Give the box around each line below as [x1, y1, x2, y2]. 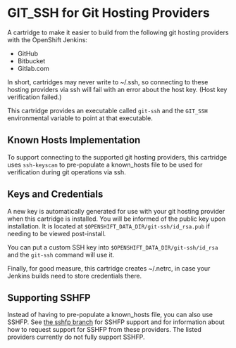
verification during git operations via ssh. [7, 167, 127, 176]
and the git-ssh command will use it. [7, 250, 115, 259]
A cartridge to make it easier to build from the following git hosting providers [7, 28, 229, 37]
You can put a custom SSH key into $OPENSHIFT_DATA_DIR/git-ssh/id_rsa [7, 243, 218, 251]
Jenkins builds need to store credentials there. [7, 271, 142, 280]
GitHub [17, 49, 39, 58]
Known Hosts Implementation [7, 134, 141, 146]
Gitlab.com [17, 64, 49, 72]
